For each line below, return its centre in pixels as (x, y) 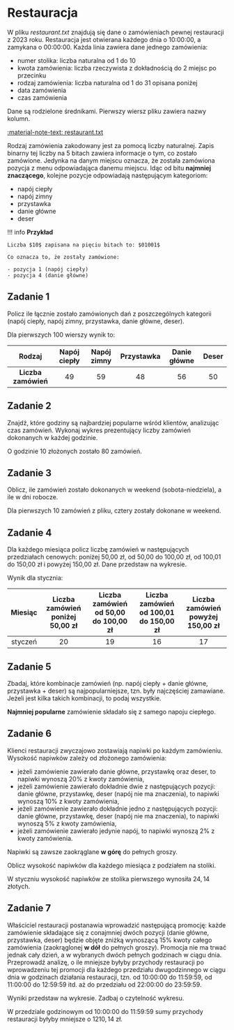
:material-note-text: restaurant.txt (55, 132)
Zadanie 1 (29, 297)
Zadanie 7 (29, 908)
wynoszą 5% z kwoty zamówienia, (67, 823)
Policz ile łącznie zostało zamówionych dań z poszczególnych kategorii (109, 314)
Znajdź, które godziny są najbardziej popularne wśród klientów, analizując (113, 422)
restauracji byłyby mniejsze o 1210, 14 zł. (65, 1019)
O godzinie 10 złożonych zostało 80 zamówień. (75, 451)
